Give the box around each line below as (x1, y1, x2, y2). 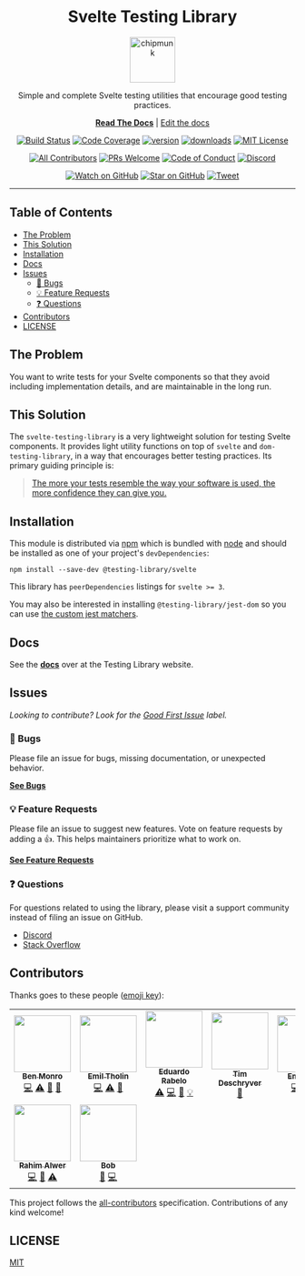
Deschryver (218, 1078, 261, 1089)
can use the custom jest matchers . (9, 608, 139, 619)
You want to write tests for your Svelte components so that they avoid (9, 371, 271, 382)
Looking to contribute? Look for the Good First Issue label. (9, 709, 228, 720)
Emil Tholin (87, 1071, 129, 1081)
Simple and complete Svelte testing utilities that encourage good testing (17, 89, 288, 101)
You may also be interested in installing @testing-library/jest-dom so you (9, 598, 287, 610)
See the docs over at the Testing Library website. (9, 659, 193, 669)
